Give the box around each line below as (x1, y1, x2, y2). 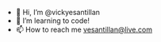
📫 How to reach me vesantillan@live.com (15, 25, 153, 34)
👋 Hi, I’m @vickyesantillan (15, 8, 101, 17)
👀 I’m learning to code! (15, 16, 90, 25)
